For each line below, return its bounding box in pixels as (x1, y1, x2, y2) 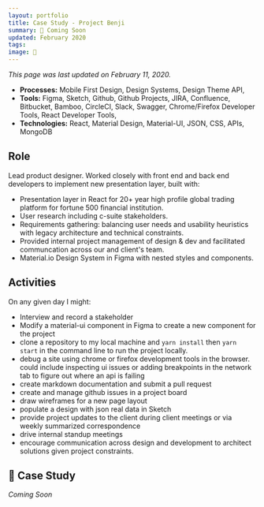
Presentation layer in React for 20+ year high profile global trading (19, 194, 235, 203)
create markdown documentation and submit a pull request (19, 379, 212, 389)
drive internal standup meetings (19, 429, 124, 438)
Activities (8, 276, 57, 289)
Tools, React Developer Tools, (19, 110, 117, 119)
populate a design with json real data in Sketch (19, 404, 172, 414)
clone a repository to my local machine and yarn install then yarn (19, 337, 237, 347)
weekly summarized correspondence (19, 421, 141, 431)
